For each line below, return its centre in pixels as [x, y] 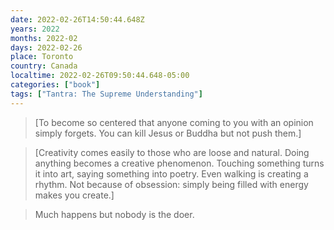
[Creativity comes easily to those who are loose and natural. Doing [172, 152]
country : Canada [44, 66]
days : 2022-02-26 [46, 47]
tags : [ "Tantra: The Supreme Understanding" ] [106, 94]
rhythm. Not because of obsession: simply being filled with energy [171, 184]
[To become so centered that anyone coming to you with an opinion [174, 122]
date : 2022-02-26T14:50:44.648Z [77, 19]
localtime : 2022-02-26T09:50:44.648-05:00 [100, 76]
